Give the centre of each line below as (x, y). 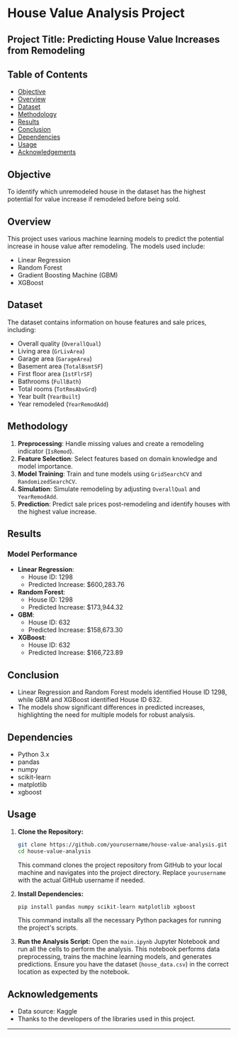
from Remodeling (46, 50)
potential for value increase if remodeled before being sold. (94, 199)
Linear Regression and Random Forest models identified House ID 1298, (122, 692)
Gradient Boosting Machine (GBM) (68, 275)
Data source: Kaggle (47, 1011)
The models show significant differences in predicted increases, (111, 707)
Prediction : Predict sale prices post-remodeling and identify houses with (124, 504)
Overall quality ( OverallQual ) (59, 344)
